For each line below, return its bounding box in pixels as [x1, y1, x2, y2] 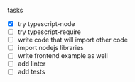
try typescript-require [17, 28, 82, 36]
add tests [17, 67, 45, 76]
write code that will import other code [17, 35, 128, 45]
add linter [17, 59, 46, 68]
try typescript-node [17, 20, 76, 28]
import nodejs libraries [17, 44, 84, 52]
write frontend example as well [17, 52, 108, 60]
